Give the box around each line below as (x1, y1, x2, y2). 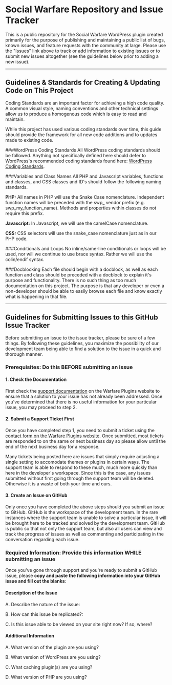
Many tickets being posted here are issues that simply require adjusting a (5, 453, 160, 459)
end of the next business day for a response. (5, 443, 100, 449)
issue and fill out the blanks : (5, 578, 67, 584)
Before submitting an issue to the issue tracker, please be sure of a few (5, 334, 155, 341)
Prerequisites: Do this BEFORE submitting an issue (5, 363, 133, 371)
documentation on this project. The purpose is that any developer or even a (5, 283, 165, 289)
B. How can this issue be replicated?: (5, 611, 83, 617)
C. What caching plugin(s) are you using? (5, 664, 93, 670)
